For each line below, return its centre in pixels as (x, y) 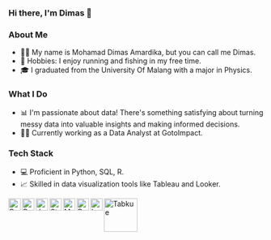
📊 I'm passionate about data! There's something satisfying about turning (142, 112)
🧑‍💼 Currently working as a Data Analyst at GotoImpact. (112, 132)
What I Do (28, 94)
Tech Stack (31, 153)
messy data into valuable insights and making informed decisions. (130, 124)
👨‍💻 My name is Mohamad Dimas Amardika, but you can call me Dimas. (138, 53)
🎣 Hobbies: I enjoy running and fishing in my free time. (110, 61)
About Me (28, 34)
